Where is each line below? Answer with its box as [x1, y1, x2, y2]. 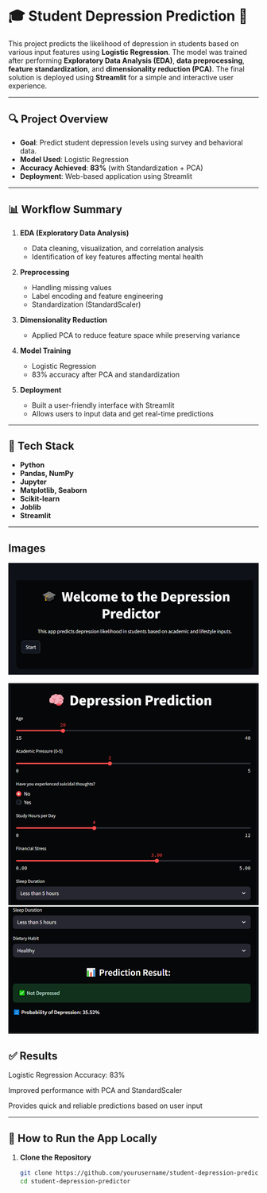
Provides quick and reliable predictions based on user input [8, 1101, 203, 1110]
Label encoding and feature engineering [31, 291, 164, 300]
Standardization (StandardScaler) [31, 300, 141, 309]
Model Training [19, 346, 72, 355]
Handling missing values [31, 282, 112, 292]
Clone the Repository [19, 1152, 91, 1162]
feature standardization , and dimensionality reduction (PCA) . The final [8, 64, 245, 73]
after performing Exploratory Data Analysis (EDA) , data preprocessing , [8, 56, 245, 65]
